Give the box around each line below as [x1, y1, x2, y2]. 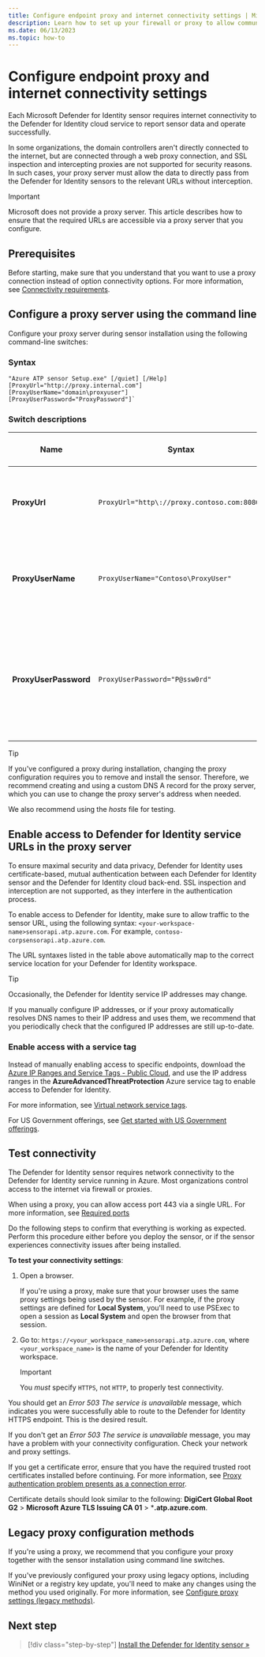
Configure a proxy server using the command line [8, 308, 257, 321]
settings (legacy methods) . [8, 1596, 95, 1606]
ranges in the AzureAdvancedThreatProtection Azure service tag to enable [8, 1076, 256, 1086]
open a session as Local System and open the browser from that [19, 1311, 231, 1321]
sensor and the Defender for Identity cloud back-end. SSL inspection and [8, 878, 247, 887]
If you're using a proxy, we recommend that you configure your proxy [8, 1547, 234, 1557]
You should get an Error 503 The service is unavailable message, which [8, 1398, 242, 1408]
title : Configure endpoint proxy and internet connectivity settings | [8, 11, 248, 20]
